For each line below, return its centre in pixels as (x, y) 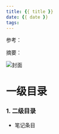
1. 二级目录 (21, 111)
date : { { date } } (27, 17)
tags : (13, 22)
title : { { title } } (30, 12)
